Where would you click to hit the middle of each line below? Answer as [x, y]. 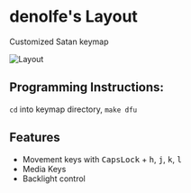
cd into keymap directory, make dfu [73, 109]
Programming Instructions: [87, 87]
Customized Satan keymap [59, 41]
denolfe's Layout [73, 17]
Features [35, 138]
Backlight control [54, 179]
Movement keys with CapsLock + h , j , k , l [102, 159]
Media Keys [44, 169]
